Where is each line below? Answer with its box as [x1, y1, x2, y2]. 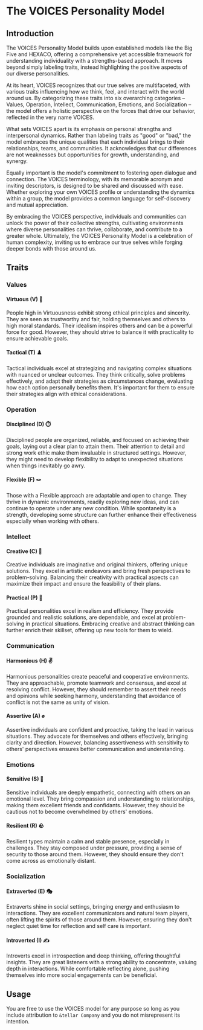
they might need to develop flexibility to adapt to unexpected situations [6, 455, 183, 462]
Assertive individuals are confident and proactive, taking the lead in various [6, 726, 194, 733]
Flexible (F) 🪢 [6, 476, 42, 484]
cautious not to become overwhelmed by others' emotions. [6, 808, 153, 815]
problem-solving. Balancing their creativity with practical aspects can [6, 574, 179, 581]
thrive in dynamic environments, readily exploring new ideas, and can [6, 498, 179, 505]
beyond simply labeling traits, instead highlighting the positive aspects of [6, 63, 188, 71]
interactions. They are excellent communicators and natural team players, [6, 910, 189, 917]
